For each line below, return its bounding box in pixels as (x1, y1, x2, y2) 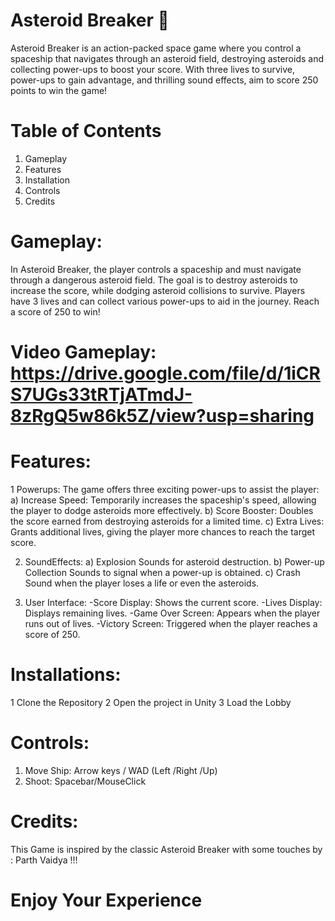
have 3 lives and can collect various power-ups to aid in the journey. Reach (10, 295, 320, 307)
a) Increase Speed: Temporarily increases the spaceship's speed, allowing (10, 494, 317, 506)
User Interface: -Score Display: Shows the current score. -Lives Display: (24, 596, 323, 608)
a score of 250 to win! (10, 305, 101, 318)
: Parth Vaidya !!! (10, 854, 78, 866)
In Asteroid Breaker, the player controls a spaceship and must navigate (10, 263, 302, 275)
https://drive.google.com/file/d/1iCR (10, 362, 321, 384)
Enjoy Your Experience (10, 889, 203, 911)
